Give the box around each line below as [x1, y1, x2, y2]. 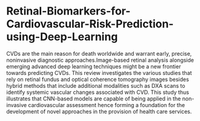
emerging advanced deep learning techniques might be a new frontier [6, 62, 181, 70]
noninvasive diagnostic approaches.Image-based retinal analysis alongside [6, 56, 194, 64]
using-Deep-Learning [6, 30, 118, 44]
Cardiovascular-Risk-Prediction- [6, 17, 174, 31]
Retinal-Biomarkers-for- [6, 4, 131, 18]
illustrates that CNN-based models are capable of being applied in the [6, 95, 181, 102]
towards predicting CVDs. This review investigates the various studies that [6, 69, 192, 76]
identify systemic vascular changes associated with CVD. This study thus [6, 88, 190, 96]
